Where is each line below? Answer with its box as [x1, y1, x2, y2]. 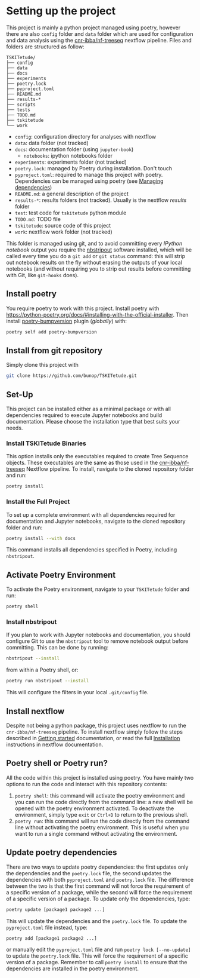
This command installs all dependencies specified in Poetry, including [6, 546, 177, 553]
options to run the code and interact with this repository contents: [6, 780, 167, 787]
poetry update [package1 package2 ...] [6, 906, 105, 912]
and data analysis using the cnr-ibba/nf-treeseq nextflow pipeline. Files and [6, 36, 192, 44]
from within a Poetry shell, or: [6, 666, 79, 673]
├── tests [6, 106, 31, 113]
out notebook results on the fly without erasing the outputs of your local [6, 259, 183, 266]
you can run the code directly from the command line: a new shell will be [14, 798, 193, 805]
